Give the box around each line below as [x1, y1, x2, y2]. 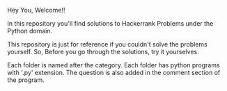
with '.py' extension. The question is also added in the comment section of [7, 69, 221, 76]
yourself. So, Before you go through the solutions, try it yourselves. [7, 48, 200, 56]
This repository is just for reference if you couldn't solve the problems [7, 40, 208, 48]
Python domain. [7, 27, 53, 35]
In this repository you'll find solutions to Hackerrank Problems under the [7, 19, 214, 27]
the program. [7, 76, 45, 84]
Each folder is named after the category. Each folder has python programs [7, 61, 221, 69]
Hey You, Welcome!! [7, 6, 65, 14]
